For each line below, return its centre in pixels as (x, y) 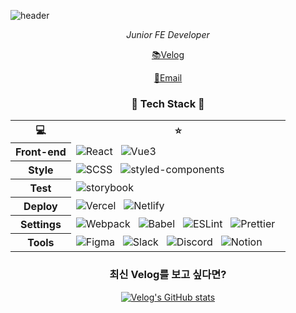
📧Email (168, 78)
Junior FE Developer (168, 34)
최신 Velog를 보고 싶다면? (168, 275)
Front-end (41, 152)
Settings (40, 225)
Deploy (40, 207)
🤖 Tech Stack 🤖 (168, 103)
